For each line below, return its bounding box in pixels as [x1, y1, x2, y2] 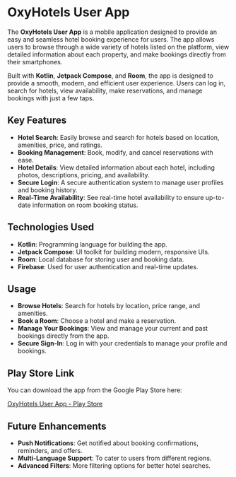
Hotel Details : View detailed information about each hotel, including [17, 163, 216, 172]
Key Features [7, 114, 67, 126]
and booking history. [17, 185, 78, 194]
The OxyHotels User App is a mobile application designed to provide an [7, 28, 218, 36]
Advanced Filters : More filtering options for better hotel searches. [17, 461, 211, 470]
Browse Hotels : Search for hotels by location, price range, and [17, 302, 200, 310]
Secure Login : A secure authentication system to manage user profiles [17, 178, 224, 187]
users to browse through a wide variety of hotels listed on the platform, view [7, 42, 230, 51]
